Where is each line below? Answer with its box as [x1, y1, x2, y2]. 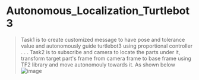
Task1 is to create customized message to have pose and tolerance [20, 36, 185, 43]
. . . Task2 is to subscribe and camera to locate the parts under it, [20, 48, 181, 55]
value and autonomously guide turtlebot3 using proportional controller [20, 42, 193, 49]
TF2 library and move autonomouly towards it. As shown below [20, 61, 175, 68]
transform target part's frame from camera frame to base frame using [20, 55, 192, 62]
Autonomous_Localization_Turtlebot [6, 4, 190, 18]
